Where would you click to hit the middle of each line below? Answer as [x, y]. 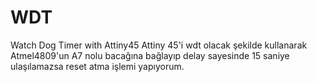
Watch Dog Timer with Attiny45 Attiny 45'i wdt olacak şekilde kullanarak [159, 45]
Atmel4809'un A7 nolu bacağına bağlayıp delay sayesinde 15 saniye [150, 55]
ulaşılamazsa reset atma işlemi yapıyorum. [97, 66]
